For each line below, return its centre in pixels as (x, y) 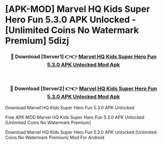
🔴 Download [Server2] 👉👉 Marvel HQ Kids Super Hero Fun (83, 89)
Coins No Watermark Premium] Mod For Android (55, 137)
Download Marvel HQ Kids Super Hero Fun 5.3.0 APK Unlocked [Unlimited (81, 132)
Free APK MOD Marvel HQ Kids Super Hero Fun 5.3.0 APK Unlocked (75, 117)
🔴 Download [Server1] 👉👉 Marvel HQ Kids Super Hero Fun (83, 57)
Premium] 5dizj (37, 41)
